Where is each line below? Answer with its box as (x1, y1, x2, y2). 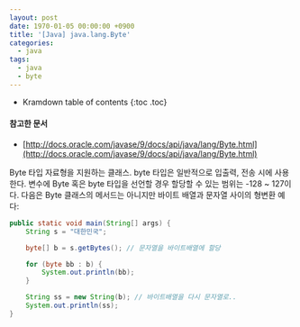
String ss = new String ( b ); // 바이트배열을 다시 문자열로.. (25, 293, 237, 302)
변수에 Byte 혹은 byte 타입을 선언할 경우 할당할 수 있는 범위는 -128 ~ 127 (28, 177, 285, 189)
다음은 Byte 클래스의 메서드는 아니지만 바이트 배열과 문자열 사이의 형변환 (21, 189, 277, 200)
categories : (9, 38, 54, 48)
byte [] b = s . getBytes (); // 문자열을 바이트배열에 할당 (25, 243, 221, 252)
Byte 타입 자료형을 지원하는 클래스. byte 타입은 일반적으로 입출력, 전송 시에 (9, 167, 273, 177)
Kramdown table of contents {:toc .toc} (22, 96, 168, 107)
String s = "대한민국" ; (25, 227, 107, 236)
